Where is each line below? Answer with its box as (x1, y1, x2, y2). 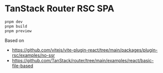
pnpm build (4, 24, 27, 29)
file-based (11, 63, 33, 69)
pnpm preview (4, 28, 32, 34)
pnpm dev (4, 19, 23, 24)
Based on (4, 37, 24, 43)
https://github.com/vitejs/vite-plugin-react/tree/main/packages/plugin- (11, 47, 158, 53)
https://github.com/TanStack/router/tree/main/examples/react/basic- (11, 57, 154, 63)
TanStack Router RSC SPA (4, 3, 115, 14)
